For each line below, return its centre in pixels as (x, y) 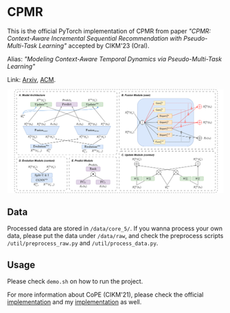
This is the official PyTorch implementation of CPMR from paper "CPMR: (109, 31)
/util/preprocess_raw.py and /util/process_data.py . (83, 243)
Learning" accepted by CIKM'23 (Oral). (94, 45)
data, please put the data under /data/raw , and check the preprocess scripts (115, 236)
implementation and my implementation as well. (74, 302)
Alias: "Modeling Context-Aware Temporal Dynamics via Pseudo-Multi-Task (114, 58)
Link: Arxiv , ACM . (32, 79)
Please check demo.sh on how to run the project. (75, 281)
